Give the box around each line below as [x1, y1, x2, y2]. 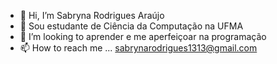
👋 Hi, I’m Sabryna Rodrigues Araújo [19, 10, 165, 21]
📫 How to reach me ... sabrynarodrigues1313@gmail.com [19, 42, 258, 54]
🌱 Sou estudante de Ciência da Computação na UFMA [19, 20, 244, 32]
